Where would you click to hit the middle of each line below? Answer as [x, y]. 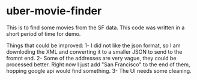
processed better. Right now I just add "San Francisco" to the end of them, [98, 64]
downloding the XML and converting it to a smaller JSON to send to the [94, 51]
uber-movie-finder [54, 11]
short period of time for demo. [44, 33]
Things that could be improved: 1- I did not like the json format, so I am [93, 45]
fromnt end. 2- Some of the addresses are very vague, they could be [91, 58]
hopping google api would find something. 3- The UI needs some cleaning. [99, 70]
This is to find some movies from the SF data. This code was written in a [95, 27]
